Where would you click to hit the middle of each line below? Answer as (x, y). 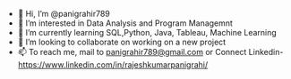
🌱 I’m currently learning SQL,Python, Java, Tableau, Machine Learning (147, 32)
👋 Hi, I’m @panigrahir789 (64, 14)
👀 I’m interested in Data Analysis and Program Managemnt (125, 23)
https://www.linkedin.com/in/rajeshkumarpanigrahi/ (113, 65)
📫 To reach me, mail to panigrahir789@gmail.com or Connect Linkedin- (150, 52)
